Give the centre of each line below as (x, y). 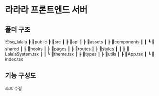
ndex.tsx (14, 59)
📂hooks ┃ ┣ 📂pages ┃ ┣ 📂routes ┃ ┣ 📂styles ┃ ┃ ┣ (76, 49)
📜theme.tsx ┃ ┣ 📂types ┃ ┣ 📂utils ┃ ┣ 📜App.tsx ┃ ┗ (101, 54)
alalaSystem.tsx (22, 54)
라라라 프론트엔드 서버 (46, 10)
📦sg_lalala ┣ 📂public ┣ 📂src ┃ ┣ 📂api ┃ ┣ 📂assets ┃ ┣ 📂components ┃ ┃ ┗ (78, 42)
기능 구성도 (21, 76)
